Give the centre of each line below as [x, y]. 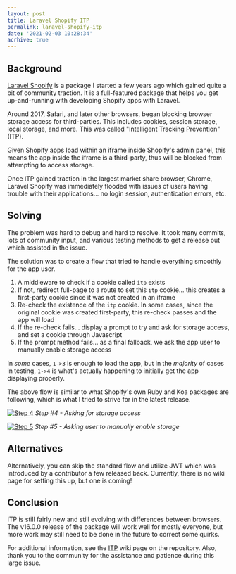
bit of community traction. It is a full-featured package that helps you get [113, 93]
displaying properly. [36, 378]
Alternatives [35, 448]
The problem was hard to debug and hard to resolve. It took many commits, [117, 232]
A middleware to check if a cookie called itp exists [91, 282]
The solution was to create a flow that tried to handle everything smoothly [114, 261]
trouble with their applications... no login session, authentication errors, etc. [117, 193]
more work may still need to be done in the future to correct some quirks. [113, 535]
